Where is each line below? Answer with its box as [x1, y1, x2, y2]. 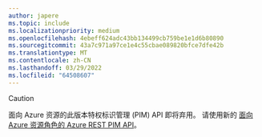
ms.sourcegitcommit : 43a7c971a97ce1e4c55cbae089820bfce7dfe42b [8, 42, 224, 50]
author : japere [8, 11, 59, 20]
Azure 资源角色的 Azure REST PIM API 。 [8, 119, 142, 129]
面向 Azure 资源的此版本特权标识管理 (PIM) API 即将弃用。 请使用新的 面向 [8, 110, 254, 119]
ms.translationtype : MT [8, 49, 88, 57]
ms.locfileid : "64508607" [8, 71, 95, 79]
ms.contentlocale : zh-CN [8, 57, 91, 65]
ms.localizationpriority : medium [8, 26, 120, 34]
